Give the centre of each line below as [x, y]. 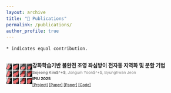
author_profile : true [33, 31]
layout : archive [26, 12]
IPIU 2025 [41, 79]
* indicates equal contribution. [47, 49]
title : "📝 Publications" [36, 18]
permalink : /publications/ [39, 25]
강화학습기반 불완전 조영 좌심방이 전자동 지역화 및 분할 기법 [99, 66]
